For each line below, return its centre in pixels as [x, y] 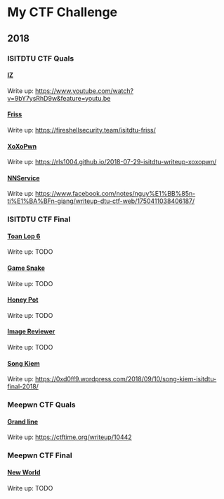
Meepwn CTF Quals [41, 405]
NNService [24, 178]
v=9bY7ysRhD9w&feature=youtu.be [59, 98]
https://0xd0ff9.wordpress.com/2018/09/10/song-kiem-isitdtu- [126, 379]
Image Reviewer [31, 331]
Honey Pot [23, 300]
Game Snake [26, 268]
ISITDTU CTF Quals [41, 58]
